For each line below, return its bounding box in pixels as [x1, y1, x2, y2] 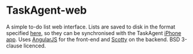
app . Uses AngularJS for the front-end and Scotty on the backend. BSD [6, 36, 181, 43]
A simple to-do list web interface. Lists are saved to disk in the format [6, 23, 176, 30]
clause [6, 42, 22, 49]
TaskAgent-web [6, 4, 87, 17]
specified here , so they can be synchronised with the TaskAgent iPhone [6, 29, 182, 36]
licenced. [23, 42, 46, 49]
